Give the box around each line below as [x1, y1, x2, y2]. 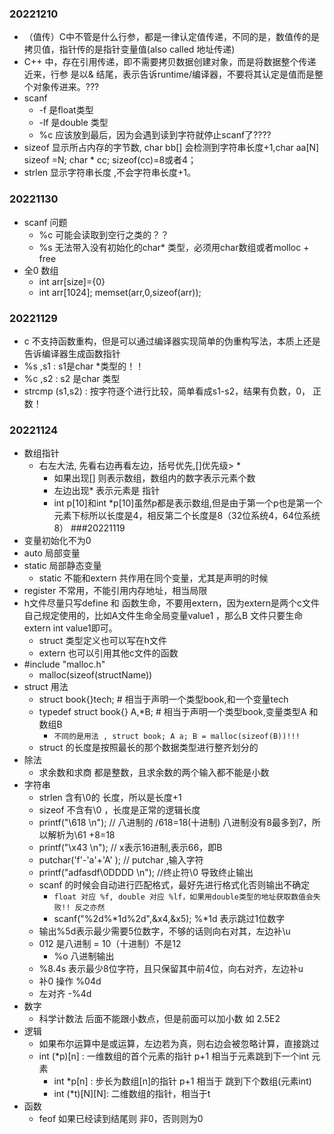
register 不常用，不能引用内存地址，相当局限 [23, 585, 208, 597]
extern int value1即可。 [23, 622, 118, 634]
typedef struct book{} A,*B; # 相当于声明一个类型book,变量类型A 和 [38, 706, 319, 718]
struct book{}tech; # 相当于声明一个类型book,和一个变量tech [38, 693, 289, 706]
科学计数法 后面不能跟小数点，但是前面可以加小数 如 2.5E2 [38, 1013, 281, 1025]
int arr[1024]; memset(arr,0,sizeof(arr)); [38, 286, 202, 298]
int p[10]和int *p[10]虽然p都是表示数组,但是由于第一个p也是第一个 [53, 497, 323, 509]
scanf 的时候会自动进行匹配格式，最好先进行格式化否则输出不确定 [38, 879, 311, 891]
